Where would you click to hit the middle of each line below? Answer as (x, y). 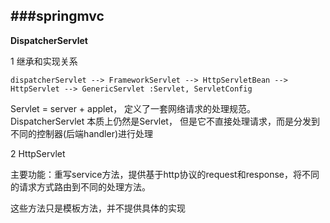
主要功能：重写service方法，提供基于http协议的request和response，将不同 (165, 174)
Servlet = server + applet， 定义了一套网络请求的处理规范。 (133, 108)
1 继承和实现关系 (44, 61)
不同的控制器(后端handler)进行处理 (82, 133)
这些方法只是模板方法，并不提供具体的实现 (98, 208)
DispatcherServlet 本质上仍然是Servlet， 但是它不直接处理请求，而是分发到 (165, 121)
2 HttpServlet (38, 153)
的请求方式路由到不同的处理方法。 (80, 186)
